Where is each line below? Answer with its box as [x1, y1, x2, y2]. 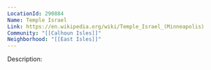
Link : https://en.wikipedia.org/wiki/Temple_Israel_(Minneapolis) [7, 23, 205, 30]
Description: [7, 55, 43, 63]
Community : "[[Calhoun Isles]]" [7, 29, 101, 37]
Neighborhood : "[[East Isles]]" [7, 36, 101, 43]
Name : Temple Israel [7, 17, 68, 24]
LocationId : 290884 [7, 10, 64, 17]
